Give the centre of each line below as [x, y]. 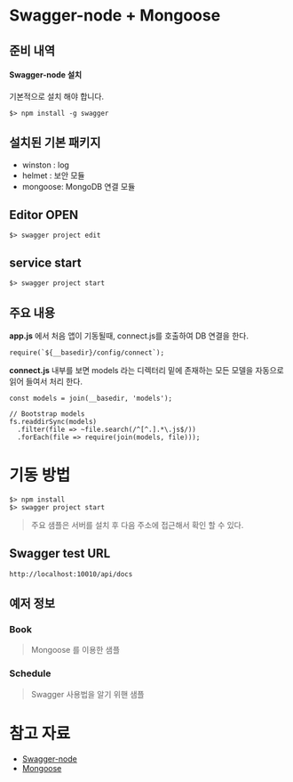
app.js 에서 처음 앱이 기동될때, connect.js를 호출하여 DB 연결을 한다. [129, 336]
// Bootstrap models [48, 414]
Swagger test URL [60, 554]
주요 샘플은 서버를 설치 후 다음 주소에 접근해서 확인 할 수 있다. [137, 525]
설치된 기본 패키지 [55, 143]
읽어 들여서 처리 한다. [46, 382]
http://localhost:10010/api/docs [71, 574]
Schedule [30, 673]
